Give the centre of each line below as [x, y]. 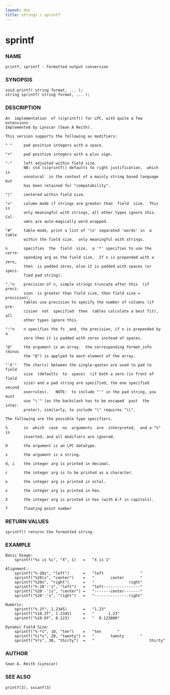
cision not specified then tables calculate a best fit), [91, 311]
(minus [12, 352]
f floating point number [39, 508]
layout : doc [18, 10]
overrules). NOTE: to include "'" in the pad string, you [90, 392]
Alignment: [17, 569]
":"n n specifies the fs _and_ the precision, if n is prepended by [83, 329]
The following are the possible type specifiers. [59, 419]
